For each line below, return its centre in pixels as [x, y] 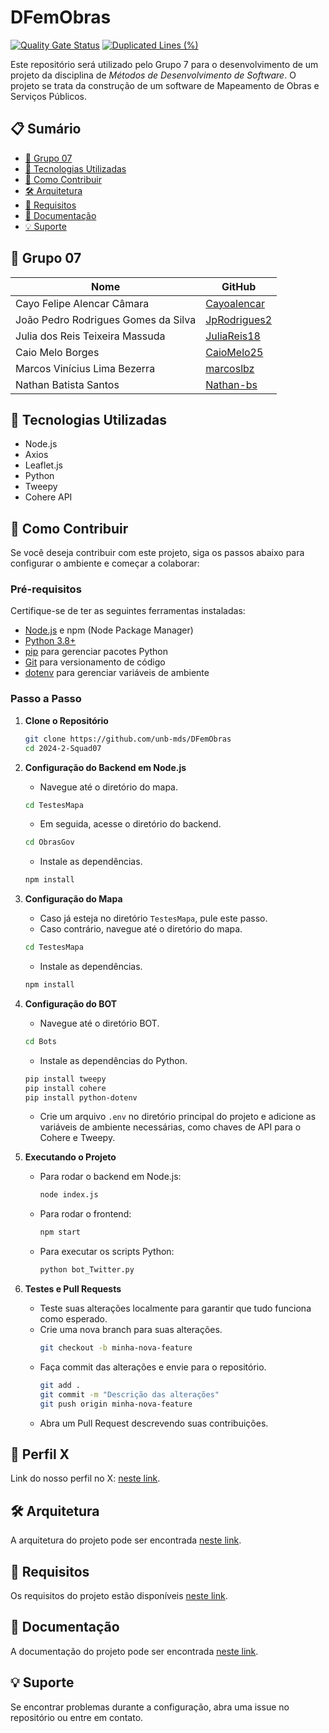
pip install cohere [65, 1088]
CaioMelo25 [234, 352]
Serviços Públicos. [49, 96]
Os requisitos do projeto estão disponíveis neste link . [119, 1595]
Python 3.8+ [50, 641]
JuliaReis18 [233, 336]
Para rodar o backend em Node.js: [110, 1177]
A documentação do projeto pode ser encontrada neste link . [134, 1651]
